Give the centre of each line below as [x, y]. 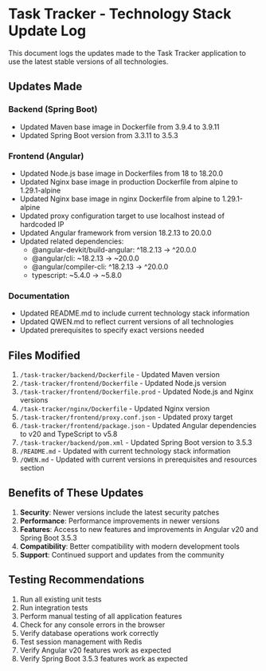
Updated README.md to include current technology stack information [135, 313]
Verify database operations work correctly [89, 633]
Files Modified [45, 355]
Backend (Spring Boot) [53, 109]
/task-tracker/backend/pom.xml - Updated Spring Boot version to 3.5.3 [136, 443]
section [32, 468]
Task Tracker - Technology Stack [120, 14]
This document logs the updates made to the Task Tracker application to [127, 53]
